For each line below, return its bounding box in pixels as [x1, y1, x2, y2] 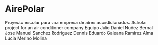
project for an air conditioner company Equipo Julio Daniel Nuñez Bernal [5, 24, 153, 30]
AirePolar [5, 3, 45, 15]
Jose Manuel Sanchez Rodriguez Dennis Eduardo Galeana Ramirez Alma [5, 30, 154, 36]
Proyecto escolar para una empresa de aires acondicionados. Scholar [5, 20, 147, 25]
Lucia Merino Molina [5, 35, 47, 41]
